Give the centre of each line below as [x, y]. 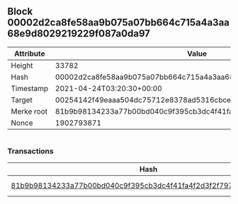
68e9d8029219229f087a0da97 [79, 34]
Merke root [29, 111]
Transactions [31, 151]
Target [22, 100]
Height [22, 65]
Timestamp [30, 88]
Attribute [29, 54]
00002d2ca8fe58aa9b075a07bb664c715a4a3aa [119, 23]
